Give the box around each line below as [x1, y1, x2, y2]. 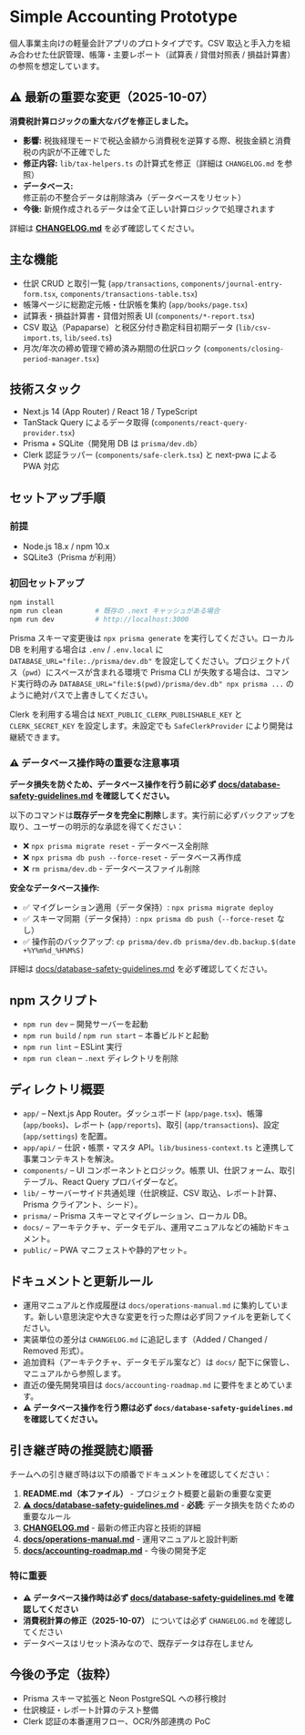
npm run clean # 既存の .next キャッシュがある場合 [9, 607, 220, 616]
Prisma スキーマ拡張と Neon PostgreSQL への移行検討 [22, 1692, 227, 1704]
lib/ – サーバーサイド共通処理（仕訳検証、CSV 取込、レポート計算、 [22, 1187, 282, 1199]
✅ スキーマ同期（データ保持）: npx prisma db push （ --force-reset [22, 913, 275, 924]
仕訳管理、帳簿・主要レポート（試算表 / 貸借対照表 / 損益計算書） [48, 48, 296, 60]
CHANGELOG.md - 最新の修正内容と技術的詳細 [22, 1522, 202, 1533]
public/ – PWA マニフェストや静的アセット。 [22, 1244, 192, 1255]
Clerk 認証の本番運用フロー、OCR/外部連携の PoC [22, 1715, 211, 1727]
